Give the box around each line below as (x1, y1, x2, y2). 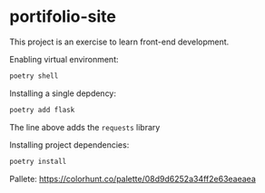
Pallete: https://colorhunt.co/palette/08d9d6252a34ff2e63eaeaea (9, 173, 257, 184)
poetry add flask (9, 105, 75, 114)
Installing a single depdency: (9, 88, 116, 99)
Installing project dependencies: (9, 139, 130, 150)
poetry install (9, 157, 67, 166)
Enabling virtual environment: (9, 53, 119, 64)
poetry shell (9, 71, 59, 81)
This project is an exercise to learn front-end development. (9, 36, 230, 47)
